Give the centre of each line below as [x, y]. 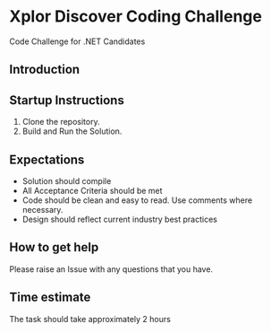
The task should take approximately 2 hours [90, 319]
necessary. [42, 209]
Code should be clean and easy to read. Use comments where [137, 200]
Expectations [47, 159]
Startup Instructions [67, 100]
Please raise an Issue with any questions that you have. [111, 269]
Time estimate [50, 298]
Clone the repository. [61, 122]
